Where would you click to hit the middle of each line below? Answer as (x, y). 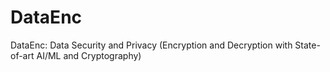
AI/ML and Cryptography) (89, 55)
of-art (22, 55)
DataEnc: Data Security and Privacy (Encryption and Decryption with (151, 45)
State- (307, 45)
